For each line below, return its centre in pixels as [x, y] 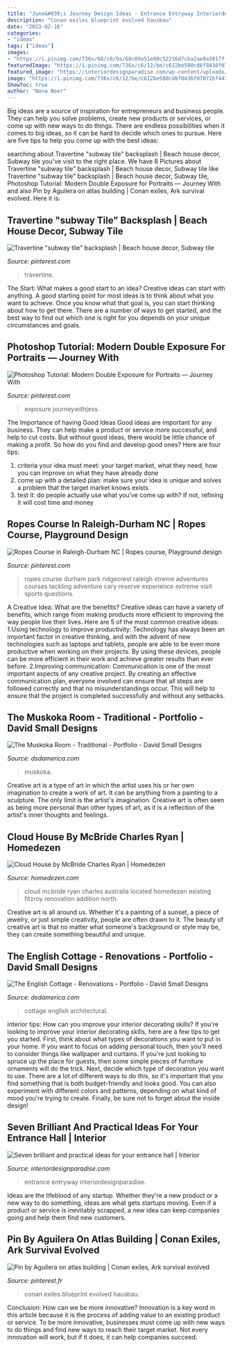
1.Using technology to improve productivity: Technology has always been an [116, 629]
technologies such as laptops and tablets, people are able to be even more [114, 644]
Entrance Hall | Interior [57, 1138]
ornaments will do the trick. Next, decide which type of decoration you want [116, 1069]
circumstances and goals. [44, 325]
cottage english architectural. [66, 1011]
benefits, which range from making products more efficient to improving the [115, 614]
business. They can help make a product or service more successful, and [112, 430]
